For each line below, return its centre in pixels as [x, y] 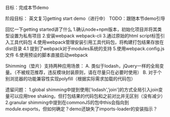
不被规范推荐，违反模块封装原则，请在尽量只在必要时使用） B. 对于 [87, 72]
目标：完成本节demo [27, 7]
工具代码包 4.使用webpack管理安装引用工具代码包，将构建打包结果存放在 [87, 42]
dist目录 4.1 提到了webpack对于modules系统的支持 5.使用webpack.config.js [85, 48]
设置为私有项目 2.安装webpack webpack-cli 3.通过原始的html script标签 [85, 36]
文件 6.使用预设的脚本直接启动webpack [47, 55]
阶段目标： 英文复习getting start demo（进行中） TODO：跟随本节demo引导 [85, 18]
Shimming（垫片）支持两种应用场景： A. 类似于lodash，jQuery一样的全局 [82, 66]
